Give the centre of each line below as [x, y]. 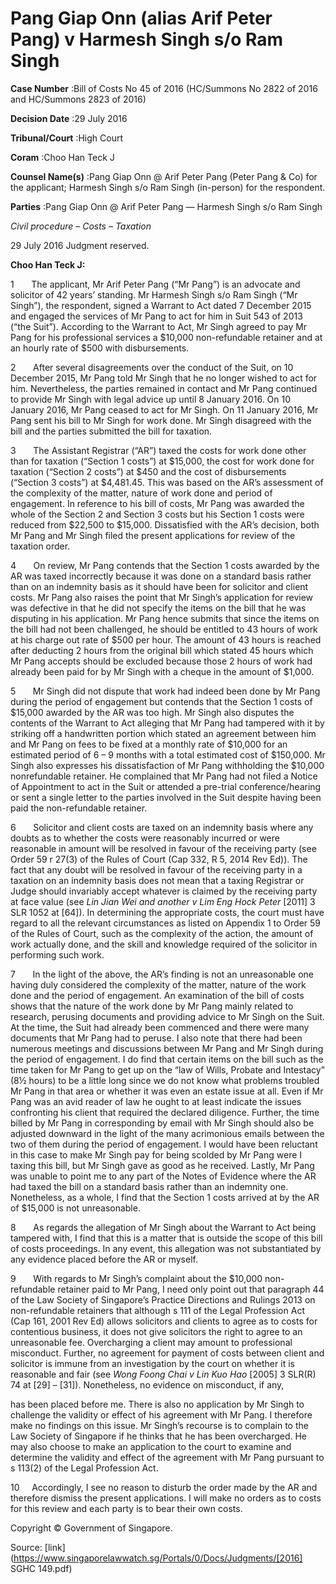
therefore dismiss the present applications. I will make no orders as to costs [166, 1498]
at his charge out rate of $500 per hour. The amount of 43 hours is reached [166, 639]
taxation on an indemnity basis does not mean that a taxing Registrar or [157, 880]
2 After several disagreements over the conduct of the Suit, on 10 [152, 367]
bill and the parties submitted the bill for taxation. [111, 431]
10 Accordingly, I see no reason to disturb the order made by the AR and [164, 1487]
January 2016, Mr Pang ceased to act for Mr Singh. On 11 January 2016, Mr [164, 409]
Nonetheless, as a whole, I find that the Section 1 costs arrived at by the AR [165, 1197]
